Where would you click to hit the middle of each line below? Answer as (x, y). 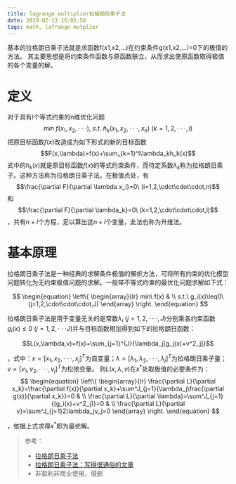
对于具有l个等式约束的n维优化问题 (56, 117)
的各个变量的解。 (32, 65)
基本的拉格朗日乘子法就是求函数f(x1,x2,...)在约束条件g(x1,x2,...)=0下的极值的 (118, 48)
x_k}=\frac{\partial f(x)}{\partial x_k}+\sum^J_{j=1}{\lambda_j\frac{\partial (118, 389)
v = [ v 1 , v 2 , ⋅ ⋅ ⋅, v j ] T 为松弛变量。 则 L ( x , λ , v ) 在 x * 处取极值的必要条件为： (109, 369)
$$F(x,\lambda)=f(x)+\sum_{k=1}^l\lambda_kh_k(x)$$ (118, 153)
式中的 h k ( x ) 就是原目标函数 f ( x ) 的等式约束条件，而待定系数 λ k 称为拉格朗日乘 (115, 166)
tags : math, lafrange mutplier (53, 27)
